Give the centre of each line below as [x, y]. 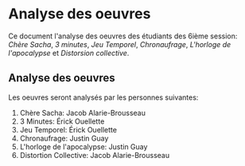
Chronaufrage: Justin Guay [64, 138]
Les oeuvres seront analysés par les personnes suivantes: [103, 97]
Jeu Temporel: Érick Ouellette [68, 129]
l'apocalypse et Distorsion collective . [69, 53]
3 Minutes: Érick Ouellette [62, 121]
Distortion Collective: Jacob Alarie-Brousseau [94, 155]
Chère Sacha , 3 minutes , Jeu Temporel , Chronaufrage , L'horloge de [120, 44]
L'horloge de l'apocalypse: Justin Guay [84, 146]
